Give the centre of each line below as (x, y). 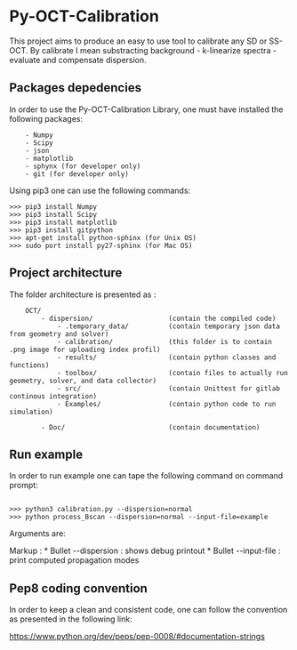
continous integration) (53, 396)
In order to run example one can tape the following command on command (146, 476)
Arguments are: (38, 534)
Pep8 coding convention (79, 588)
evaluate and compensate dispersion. (78, 60)
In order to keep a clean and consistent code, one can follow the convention (148, 610)
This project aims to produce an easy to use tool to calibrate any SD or (138, 41)
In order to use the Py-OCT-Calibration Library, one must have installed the (146, 109)
